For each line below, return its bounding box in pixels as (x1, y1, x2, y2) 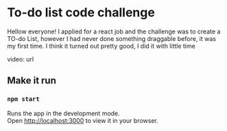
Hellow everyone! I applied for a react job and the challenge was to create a (7, 27, 221, 35)
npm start (7, 96, 40, 103)
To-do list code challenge (7, 5, 156, 20)
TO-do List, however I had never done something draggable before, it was (7, 34, 216, 42)
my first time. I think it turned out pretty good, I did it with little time (7, 42, 195, 50)
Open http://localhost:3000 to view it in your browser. (7, 116, 159, 124)
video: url (7, 55, 34, 63)
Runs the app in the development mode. (7, 109, 120, 117)
